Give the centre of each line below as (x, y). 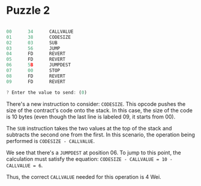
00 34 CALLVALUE (40, 31)
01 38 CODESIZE (38, 37)
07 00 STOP (33, 71)
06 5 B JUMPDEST (38, 65)
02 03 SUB (32, 42)
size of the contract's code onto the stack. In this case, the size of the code (100, 110)
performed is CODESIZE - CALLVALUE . (50, 141)
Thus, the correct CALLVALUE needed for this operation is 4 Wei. (84, 176)
